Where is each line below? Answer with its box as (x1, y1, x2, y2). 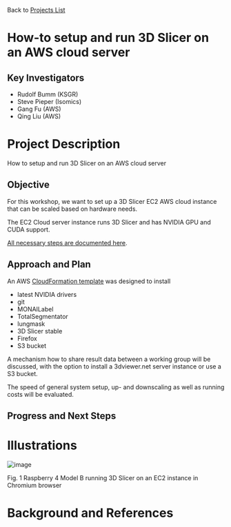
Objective (7, 179, 50, 191)
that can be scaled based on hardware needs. (7, 205, 138, 213)
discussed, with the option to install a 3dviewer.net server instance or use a (7, 362, 222, 371)
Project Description (7, 136, 121, 152)
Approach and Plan (7, 258, 91, 271)
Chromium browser (7, 481, 62, 489)
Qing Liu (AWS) (17, 112, 61, 120)
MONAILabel (17, 304, 54, 313)
